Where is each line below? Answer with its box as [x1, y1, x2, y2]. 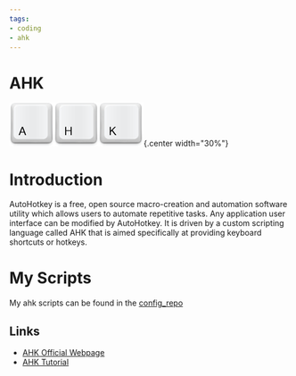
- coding [9, 23, 42, 33]
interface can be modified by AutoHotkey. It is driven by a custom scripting [9, 218, 284, 229]
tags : [9, 14, 29, 23]
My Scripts [9, 268, 92, 288]
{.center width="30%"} [144, 138, 229, 149]
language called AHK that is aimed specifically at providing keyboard [9, 228, 262, 238]
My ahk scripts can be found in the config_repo [9, 297, 184, 308]
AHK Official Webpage [21, 347, 105, 357]
